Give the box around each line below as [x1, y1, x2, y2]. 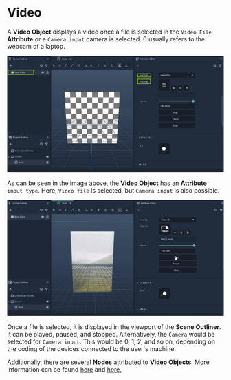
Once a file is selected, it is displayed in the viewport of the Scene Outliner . [7, 323, 221, 331]
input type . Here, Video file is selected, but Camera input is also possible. [7, 186, 220, 194]
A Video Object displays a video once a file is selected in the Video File [7, 28, 212, 36]
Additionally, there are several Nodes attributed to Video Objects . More [7, 358, 210, 366]
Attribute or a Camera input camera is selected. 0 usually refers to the [7, 34, 206, 43]
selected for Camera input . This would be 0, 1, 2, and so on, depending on [7, 337, 215, 346]
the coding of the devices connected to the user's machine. [7, 345, 177, 353]
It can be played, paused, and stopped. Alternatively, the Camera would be [7, 330, 215, 339]
